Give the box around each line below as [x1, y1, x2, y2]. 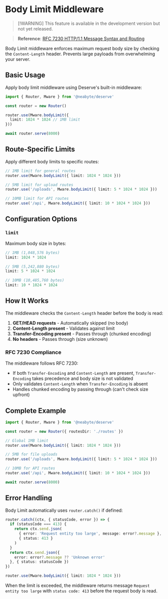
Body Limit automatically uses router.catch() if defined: [5, 507, 123, 513]
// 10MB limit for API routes [5, 196, 69, 201]
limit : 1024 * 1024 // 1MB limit [10, 117, 80, 122]
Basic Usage [5, 71, 46, 80]
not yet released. [17, 25, 53, 31]
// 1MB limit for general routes [5, 168, 76, 173]
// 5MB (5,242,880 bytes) [5, 264, 60, 269]
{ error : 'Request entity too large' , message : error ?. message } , [18, 531, 162, 536]
